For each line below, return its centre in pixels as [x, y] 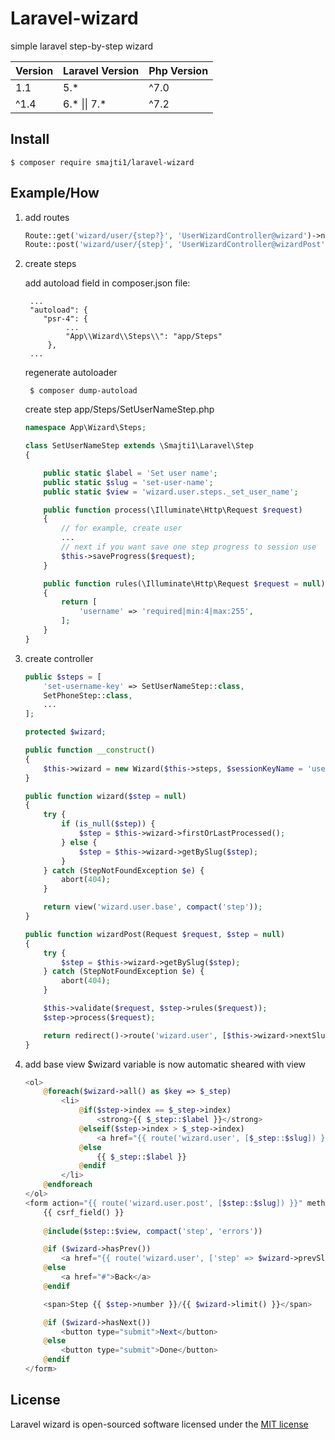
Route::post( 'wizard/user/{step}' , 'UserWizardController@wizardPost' [175, 245]
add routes [47, 217]
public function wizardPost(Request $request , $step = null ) [155, 934]
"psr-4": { [66, 319]
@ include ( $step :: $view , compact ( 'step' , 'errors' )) [153, 1231]
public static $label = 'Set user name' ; [130, 473]
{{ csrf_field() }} [84, 1212]
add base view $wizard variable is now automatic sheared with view [165, 1064]
